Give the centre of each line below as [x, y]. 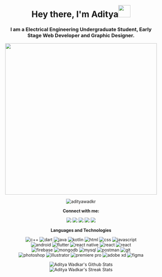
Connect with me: [81, 211]
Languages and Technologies [81, 231]
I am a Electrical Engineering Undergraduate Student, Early [81, 30]
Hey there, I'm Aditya [75, 14]
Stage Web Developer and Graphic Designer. [81, 35]
